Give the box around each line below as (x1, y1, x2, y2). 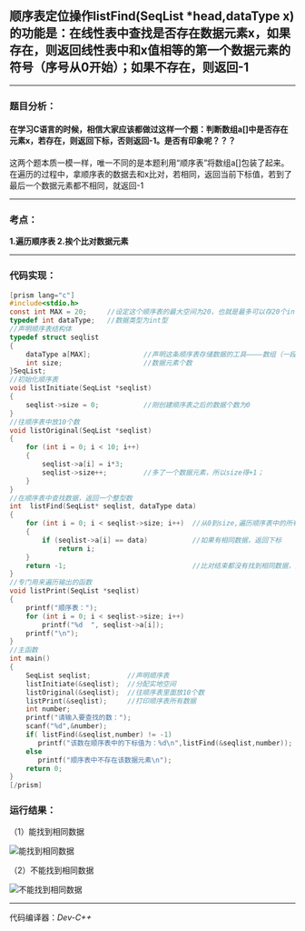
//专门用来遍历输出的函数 (9, 578, 93, 587)
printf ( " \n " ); (25, 628, 79, 638)
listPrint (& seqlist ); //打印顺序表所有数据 (25, 696, 197, 706)
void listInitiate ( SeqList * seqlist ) (9, 384, 152, 393)
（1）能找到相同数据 (9, 826, 84, 837)
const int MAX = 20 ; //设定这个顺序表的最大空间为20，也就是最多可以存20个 (9, 307, 288, 316)
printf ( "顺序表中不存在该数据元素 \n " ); (37, 756, 172, 765)
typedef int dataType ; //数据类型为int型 (9, 316, 169, 325)
